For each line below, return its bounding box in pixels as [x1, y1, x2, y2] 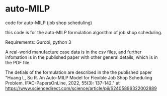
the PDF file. [5, 59, 31, 65]
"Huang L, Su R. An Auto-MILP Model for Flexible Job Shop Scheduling [5, 74, 152, 80]
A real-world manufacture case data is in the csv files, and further [5, 49, 142, 55]
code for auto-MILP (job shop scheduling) [5, 20, 92, 26]
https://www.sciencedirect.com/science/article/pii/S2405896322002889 [5, 85, 157, 91]
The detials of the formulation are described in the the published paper [5, 69, 152, 75]
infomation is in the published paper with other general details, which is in [5, 54, 158, 60]
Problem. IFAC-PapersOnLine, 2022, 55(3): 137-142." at [5, 80, 120, 86]
